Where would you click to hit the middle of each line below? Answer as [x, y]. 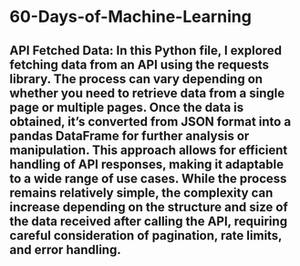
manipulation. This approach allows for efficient [149, 150]
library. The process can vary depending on [136, 79]
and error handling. [65, 249]
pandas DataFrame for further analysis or [129, 135]
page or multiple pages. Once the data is [127, 107]
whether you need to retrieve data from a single [147, 93]
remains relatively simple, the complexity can [141, 193]
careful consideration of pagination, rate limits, [146, 235]
